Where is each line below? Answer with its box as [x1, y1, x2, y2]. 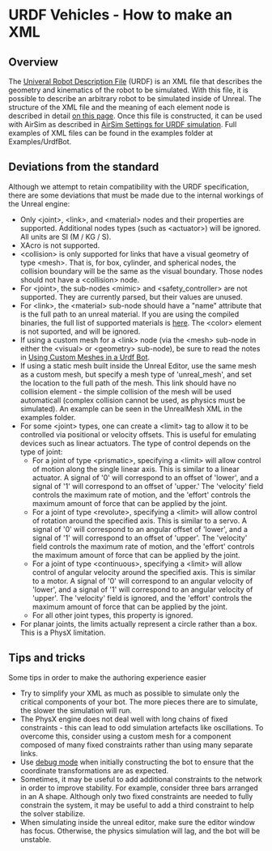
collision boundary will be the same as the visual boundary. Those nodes [19, 266, 263, 276]
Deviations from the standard [8, 160, 159, 174]
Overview [8, 55, 59, 69]
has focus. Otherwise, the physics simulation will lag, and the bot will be [19, 826, 261, 836]
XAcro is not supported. [19, 240, 100, 250]
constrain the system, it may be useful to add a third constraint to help [19, 800, 254, 810]
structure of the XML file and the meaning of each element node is [8, 103, 231, 112]
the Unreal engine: [8, 198, 70, 208]
